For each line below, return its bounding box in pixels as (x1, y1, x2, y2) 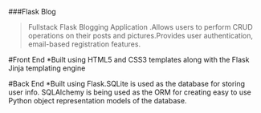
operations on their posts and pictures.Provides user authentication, (27, 31, 253, 40)
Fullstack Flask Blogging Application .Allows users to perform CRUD (27, 22, 253, 31)
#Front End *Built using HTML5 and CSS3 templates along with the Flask (8, 55, 250, 64)
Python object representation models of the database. (8, 96, 187, 105)
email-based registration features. (27, 39, 141, 49)
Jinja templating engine (8, 63, 86, 73)
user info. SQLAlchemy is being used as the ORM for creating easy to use (8, 87, 251, 97)
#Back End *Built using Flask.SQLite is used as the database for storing (8, 79, 246, 88)
